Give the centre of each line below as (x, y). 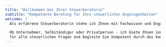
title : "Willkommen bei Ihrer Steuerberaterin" (55, 10)
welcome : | (16, 19)
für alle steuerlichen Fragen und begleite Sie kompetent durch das (82, 37)
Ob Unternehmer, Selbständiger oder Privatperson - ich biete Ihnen (82, 33)
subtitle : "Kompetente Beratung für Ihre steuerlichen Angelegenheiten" (82, 14)
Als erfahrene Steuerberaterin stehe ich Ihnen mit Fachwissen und (81, 23)
